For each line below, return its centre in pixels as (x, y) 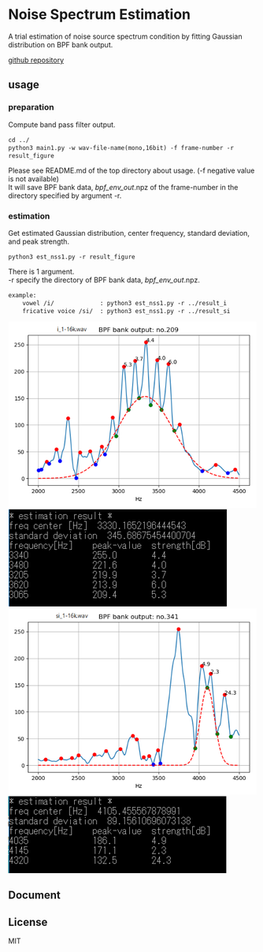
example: (22, 295)
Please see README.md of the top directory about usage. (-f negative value (131, 170)
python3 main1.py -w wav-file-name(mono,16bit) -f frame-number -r (121, 147)
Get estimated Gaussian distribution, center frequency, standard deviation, (129, 233)
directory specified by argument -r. (65, 196)
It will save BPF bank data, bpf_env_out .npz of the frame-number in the (123, 187)
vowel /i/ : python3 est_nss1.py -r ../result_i (124, 303)
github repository (36, 60)
